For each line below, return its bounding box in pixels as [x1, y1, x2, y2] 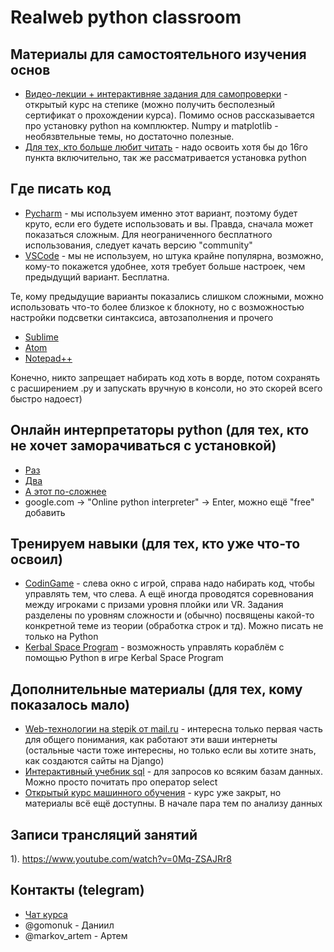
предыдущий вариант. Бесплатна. [24, 271, 170, 283]
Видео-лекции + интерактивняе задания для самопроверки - [24, 88, 288, 100]
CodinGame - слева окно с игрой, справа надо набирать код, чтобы [24, 577, 315, 590]
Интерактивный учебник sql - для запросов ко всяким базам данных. [24, 766, 324, 778]
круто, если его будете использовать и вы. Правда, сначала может [24, 217, 314, 230]
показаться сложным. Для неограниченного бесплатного [24, 228, 273, 240]
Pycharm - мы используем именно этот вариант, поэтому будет [24, 207, 298, 219]
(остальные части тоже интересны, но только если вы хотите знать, [24, 744, 317, 756]
